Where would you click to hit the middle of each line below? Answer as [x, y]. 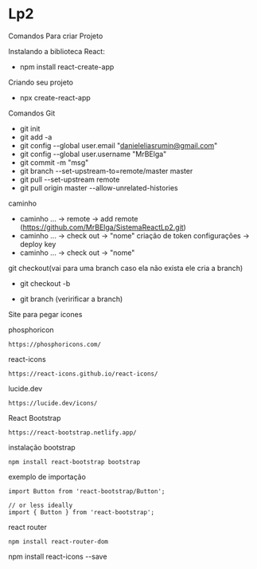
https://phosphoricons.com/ [55, 344]
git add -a [36, 137]
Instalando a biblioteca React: [56, 51]
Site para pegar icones [45, 314]
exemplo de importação [47, 477]
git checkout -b [45, 283]
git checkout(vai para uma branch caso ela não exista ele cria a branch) [126, 268]
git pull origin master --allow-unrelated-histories [99, 187]
